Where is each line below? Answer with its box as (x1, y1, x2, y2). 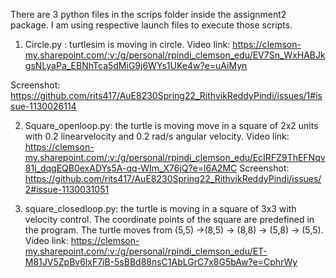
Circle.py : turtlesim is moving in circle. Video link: (24, 39, 231, 50)
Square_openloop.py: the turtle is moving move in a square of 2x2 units (24, 120, 319, 131)
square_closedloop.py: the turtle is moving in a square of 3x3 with (24, 203, 297, 214)
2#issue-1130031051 (24, 184, 110, 195)
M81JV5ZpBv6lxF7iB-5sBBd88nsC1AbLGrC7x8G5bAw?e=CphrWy (24, 256, 298, 268)
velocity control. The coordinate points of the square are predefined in (24, 214, 315, 225)
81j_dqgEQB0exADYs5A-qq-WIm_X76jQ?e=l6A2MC (24, 162, 238, 174)
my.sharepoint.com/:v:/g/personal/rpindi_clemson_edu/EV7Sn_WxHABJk (24, 49, 326, 61)
